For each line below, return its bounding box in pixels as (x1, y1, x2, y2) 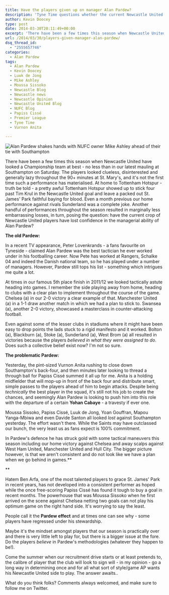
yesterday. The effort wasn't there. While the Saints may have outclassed (5, 420, 157, 426)
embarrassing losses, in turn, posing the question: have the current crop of (5, 212, 161, 218)
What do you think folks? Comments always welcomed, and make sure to (5, 579, 157, 586)
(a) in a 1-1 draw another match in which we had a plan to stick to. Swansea (5, 300, 161, 306)
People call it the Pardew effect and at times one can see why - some (5, 513, 150, 519)
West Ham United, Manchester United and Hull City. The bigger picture (5, 445, 152, 452)
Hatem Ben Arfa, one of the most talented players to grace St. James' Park (5, 476, 160, 482)
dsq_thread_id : (5, 40, 37, 45)
